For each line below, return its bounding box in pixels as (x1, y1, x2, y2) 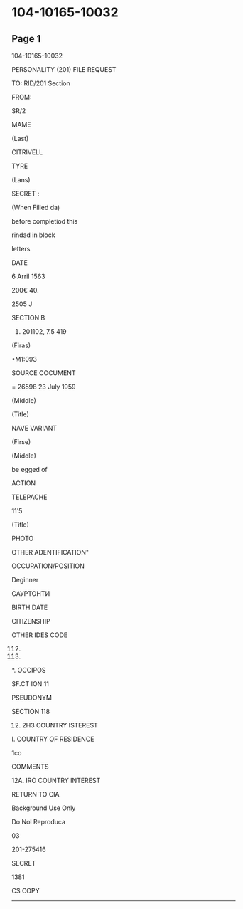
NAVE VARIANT (11, 424, 58, 432)
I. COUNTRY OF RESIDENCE (11, 735, 94, 743)
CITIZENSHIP (11, 617, 50, 625)
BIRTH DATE (11, 603, 48, 611)
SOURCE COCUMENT (11, 369, 76, 377)
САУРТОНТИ (11, 589, 50, 598)
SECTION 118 (11, 708, 50, 715)
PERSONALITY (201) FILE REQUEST (11, 65, 117, 73)
